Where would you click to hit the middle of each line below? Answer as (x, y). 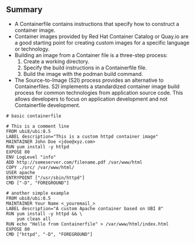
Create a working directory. (56, 61)
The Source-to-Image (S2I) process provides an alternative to (89, 80)
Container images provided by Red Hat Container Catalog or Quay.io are (102, 36)
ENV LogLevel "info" (31, 157)
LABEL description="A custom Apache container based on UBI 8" (85, 208)
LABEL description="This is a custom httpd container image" (82, 137)
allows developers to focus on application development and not (91, 99)
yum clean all (34, 219)
